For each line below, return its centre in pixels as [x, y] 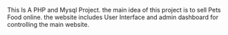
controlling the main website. [48, 24]
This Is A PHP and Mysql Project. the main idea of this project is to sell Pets [114, 10]
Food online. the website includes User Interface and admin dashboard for [113, 17]
